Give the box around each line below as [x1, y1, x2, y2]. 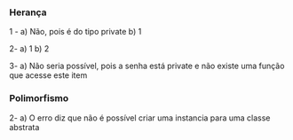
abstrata [9, 121, 40, 132]
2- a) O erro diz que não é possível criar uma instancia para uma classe [9, 113, 271, 123]
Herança [9, 6, 47, 19]
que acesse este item [9, 70, 88, 81]
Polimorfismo [9, 92, 69, 105]
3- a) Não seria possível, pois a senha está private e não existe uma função [9, 60, 285, 72]
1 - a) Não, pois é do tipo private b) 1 [9, 27, 142, 37]
